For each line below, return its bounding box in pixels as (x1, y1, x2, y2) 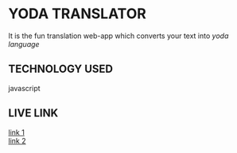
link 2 (8, 136, 26, 145)
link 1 (8, 128, 25, 137)
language (8, 39, 40, 48)
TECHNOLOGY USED (8, 63, 114, 76)
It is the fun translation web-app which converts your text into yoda (8, 31, 229, 40)
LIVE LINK (8, 106, 59, 120)
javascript (8, 83, 41, 93)
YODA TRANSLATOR (8, 5, 147, 23)
